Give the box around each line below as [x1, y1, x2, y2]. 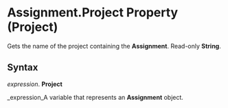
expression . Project [7, 80, 63, 88]
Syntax [7, 62, 38, 73]
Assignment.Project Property [7, 5, 179, 21]
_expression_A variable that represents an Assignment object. [7, 93, 184, 101]
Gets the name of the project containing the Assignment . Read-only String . [7, 42, 222, 50]
